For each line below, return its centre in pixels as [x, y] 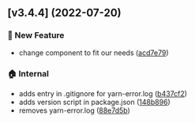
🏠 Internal [28, 73]
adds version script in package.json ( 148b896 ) [94, 102]
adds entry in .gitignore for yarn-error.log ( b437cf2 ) [103, 93]
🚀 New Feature [36, 35]
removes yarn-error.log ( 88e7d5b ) [75, 110]
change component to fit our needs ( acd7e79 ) [94, 52]
